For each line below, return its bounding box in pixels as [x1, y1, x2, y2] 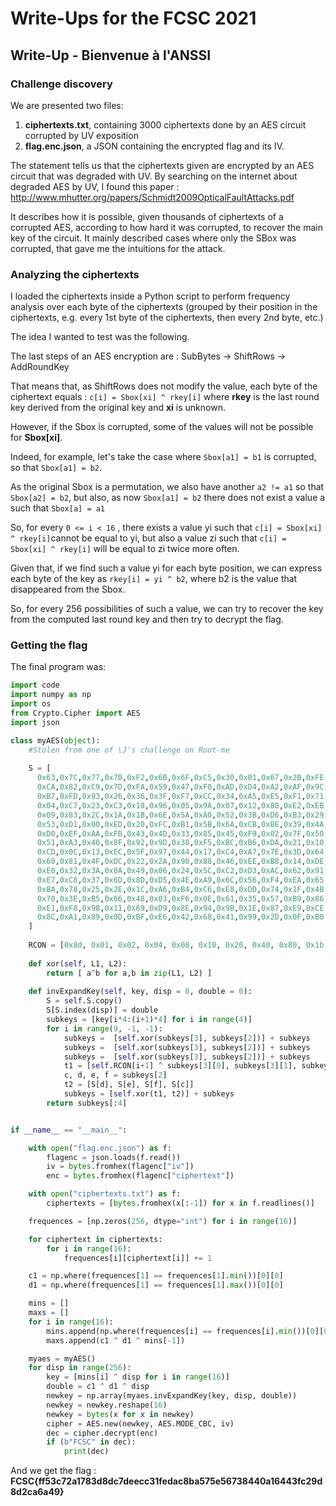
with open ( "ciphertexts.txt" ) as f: [28, 1189, 182, 1199]
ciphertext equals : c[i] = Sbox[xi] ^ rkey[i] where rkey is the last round [10, 391, 320, 403]
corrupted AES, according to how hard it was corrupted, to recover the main [10, 221, 323, 233]
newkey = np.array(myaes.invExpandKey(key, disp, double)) [46, 1391, 298, 1401]
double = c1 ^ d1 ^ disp [46, 1382, 150, 1392]
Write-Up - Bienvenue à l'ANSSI [10, 47, 212, 64]
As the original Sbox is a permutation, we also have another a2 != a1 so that [10, 481, 325, 493]
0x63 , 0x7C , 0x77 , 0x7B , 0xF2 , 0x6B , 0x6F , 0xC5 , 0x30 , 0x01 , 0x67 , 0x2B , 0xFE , [36, 773, 329, 783]
